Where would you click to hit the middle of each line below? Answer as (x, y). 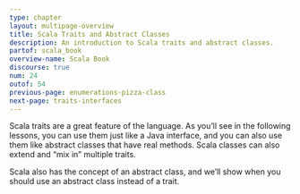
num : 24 (24, 76)
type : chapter (36, 17)
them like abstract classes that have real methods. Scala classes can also (145, 145)
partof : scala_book (46, 51)
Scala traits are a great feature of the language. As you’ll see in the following (150, 126)
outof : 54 (28, 84)
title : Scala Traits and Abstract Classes (90, 34)
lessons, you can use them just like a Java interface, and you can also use (146, 136)
